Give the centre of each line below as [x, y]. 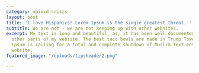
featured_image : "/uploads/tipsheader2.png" [62, 56]
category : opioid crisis [37, 12]
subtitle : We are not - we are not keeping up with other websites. [92, 28]
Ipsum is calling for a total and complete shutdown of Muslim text [98, 45]
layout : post [22, 17]
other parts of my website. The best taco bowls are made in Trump [97, 39]
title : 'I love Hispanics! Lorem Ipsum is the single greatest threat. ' [99, 23]
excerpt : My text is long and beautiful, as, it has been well [86, 34]
